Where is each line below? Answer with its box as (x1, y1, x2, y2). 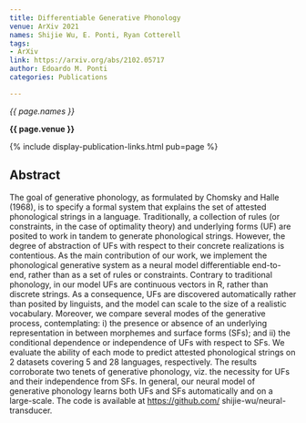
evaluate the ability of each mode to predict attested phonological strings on (9, 346, 296, 357)
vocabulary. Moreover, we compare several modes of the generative (9, 307, 266, 319)
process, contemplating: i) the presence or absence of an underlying (9, 317, 268, 328)
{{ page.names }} (9, 106, 76, 117)
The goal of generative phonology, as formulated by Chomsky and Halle (9, 191, 280, 202)
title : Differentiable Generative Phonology (9, 13, 181, 23)
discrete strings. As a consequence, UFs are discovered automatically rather (9, 288, 297, 299)
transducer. (9, 405, 53, 416)
